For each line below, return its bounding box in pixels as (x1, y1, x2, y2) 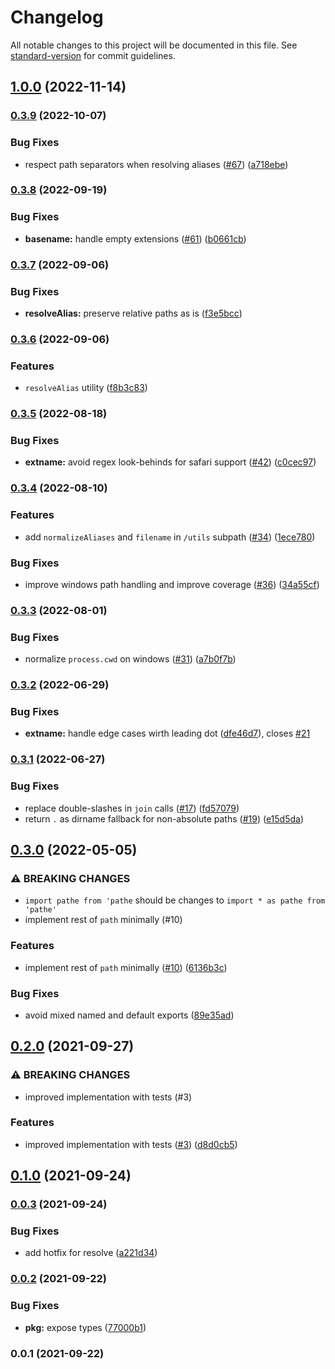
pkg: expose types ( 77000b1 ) (24, 1321, 147, 1333)
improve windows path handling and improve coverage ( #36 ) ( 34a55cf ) (24, 578, 320, 590)
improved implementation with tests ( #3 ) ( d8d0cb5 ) (24, 1138, 238, 1150)
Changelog (10, 6, 104, 29)
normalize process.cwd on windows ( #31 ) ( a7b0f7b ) (24, 653, 237, 665)
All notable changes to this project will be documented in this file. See (10, 39, 298, 51)
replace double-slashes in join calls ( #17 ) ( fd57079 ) (24, 802, 240, 814)
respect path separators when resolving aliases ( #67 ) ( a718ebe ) (24, 158, 289, 170)
